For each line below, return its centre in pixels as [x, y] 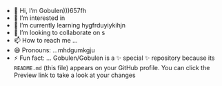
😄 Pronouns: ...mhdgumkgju [54, 50]
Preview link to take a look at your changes [74, 75]
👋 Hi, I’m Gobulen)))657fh [50, 11]
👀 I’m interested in [39, 18]
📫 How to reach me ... [46, 40]
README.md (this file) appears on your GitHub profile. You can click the [112, 68]
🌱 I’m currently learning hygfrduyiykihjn [70, 25]
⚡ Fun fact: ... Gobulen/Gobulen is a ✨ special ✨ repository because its [114, 58]
